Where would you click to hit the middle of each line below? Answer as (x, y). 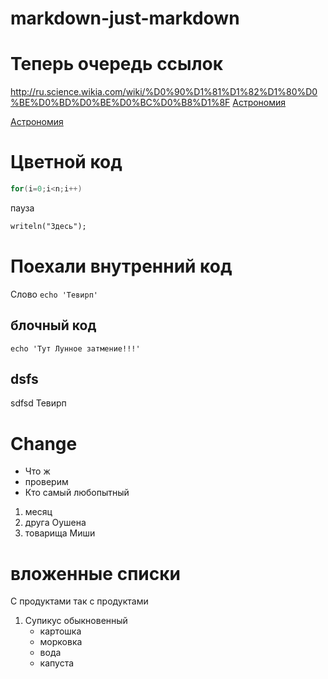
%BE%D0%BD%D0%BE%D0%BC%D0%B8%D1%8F (120, 103)
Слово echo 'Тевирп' (54, 294)
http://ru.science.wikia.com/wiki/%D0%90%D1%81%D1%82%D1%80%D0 (164, 92)
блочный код (53, 325)
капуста (57, 663)
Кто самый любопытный (77, 493)
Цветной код (66, 162)
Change (44, 443)
